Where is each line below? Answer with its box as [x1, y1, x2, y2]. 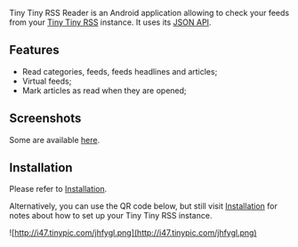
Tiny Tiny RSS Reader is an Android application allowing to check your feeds [9, 8, 290, 18]
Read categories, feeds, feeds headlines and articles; [21, 66, 218, 76]
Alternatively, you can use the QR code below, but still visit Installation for [9, 201, 278, 211]
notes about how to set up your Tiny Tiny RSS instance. [9, 211, 213, 221]
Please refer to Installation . [9, 184, 108, 195]
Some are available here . [9, 134, 101, 145]
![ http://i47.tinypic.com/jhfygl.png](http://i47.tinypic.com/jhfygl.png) [9, 227, 257, 238]
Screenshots [9, 111, 82, 126]
